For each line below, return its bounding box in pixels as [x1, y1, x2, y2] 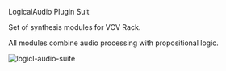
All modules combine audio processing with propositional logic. [8, 38, 220, 48]
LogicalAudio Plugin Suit [8, 7, 90, 16]
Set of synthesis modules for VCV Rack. [8, 23, 141, 31]
